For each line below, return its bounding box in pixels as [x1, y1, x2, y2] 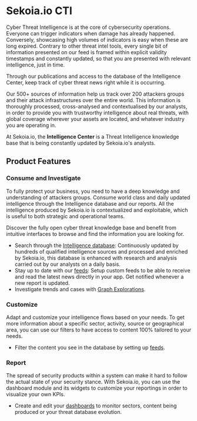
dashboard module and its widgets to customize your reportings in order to [6, 384, 188, 392]
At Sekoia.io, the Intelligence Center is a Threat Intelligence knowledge [6, 133, 179, 140]
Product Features [6, 156, 71, 166]
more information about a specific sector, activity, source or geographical [6, 320, 184, 327]
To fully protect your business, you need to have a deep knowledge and [6, 188, 180, 195]
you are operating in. [6, 121, 56, 129]
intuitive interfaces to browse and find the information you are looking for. [6, 230, 184, 237]
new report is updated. [14, 279, 70, 287]
